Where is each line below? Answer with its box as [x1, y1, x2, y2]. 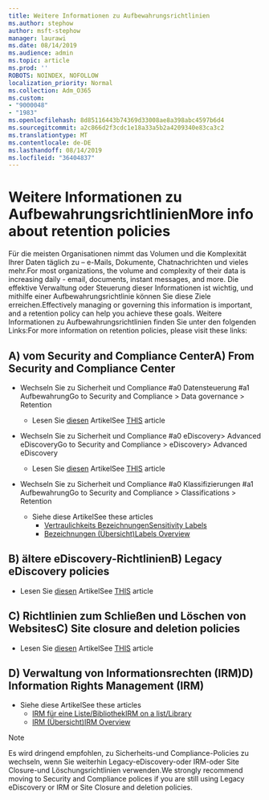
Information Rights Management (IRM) [8, 680, 205, 693]
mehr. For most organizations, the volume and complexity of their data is [8, 266, 247, 276]
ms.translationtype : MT [8, 131, 88, 139]
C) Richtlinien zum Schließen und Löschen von [8, 610, 247, 623]
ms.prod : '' [8, 64, 48, 72]
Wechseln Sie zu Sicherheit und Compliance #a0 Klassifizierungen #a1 [19, 480, 254, 488]
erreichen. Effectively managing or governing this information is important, [8, 300, 253, 310]
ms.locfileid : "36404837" [8, 153, 95, 161]
